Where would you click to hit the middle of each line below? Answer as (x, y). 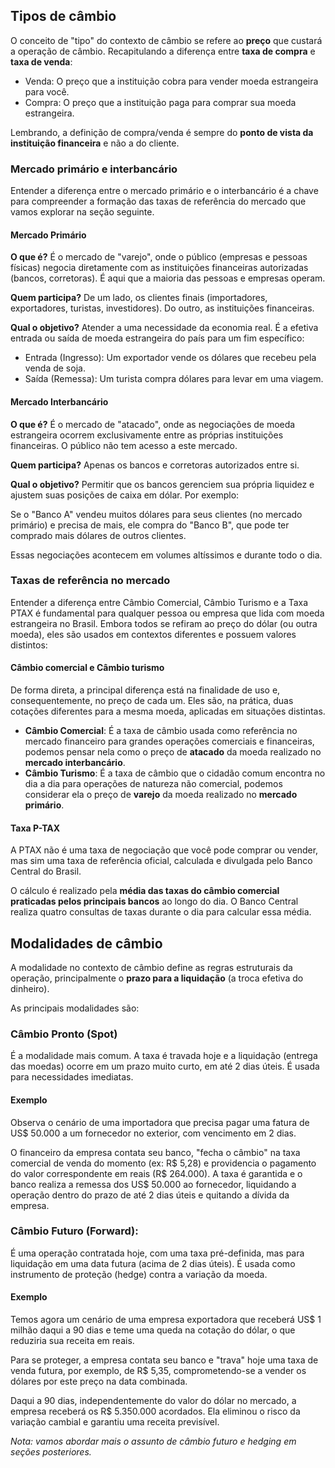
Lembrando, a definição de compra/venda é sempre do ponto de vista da (162, 132)
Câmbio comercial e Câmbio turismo (87, 668)
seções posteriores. (51, 1452)
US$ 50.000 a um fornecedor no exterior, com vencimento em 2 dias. (153, 1133)
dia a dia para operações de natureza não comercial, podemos (153, 784)
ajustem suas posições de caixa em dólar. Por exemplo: (125, 495)
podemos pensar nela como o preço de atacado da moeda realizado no (173, 752)
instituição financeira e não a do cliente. (95, 143)
